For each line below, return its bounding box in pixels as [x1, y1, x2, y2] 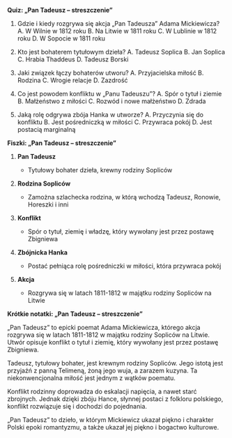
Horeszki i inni [27, 200, 69, 209]
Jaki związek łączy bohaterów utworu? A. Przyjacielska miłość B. [17, 69, 204, 77]
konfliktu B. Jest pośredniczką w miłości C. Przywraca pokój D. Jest [17, 118, 212, 126]
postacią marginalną [17, 126, 76, 133]
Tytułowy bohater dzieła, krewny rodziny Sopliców [27, 166, 173, 174]
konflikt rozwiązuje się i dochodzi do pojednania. [7, 402, 148, 410]
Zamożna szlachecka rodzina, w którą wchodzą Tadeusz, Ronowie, [27, 193, 221, 201]
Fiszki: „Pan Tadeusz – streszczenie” [7, 139, 117, 147]
